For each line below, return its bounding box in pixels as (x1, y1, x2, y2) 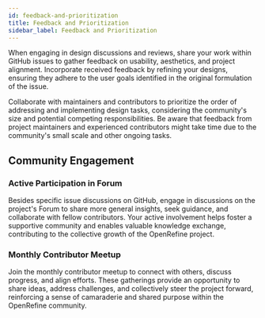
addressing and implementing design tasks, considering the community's (8, 105, 248, 115)
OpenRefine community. (8, 301, 87, 310)
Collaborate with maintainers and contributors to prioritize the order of (8, 97, 237, 107)
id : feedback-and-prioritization (8, 11, 119, 20)
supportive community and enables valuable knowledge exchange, (8, 221, 227, 231)
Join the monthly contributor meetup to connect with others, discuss (8, 267, 232, 277)
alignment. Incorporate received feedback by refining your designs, (8, 65, 228, 75)
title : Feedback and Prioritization (8, 19, 129, 27)
